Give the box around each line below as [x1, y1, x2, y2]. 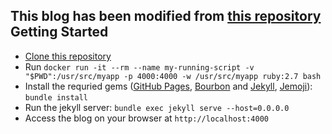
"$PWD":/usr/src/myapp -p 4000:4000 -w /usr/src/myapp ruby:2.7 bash [24, 71, 322, 81]
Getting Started [10, 24, 109, 41]
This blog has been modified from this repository [10, 8, 322, 25]
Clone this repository [24, 50, 112, 62]
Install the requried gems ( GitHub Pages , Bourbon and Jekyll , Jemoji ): [24, 80, 313, 92]
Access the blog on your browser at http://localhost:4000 [24, 112, 269, 124]
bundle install [24, 92, 89, 103]
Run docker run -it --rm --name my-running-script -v [24, 60, 255, 73]
